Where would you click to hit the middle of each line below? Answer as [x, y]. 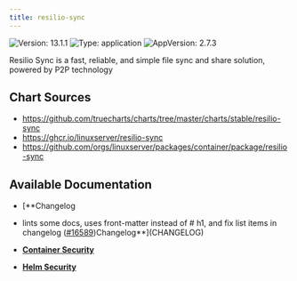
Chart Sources [50, 97]
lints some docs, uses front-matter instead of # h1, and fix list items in [149, 223]
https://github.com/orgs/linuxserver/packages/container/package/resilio [155, 147]
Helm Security [49, 267]
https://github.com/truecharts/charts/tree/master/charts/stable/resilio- [152, 119]
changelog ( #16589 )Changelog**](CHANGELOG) [113, 233]
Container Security [58, 250]
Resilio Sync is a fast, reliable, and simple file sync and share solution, [137, 60]
